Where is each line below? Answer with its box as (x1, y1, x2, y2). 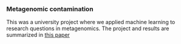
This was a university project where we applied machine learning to (6, 19, 176, 26)
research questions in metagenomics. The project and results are (6, 25, 169, 32)
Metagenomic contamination (6, 5, 94, 13)
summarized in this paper (6, 31, 70, 39)
